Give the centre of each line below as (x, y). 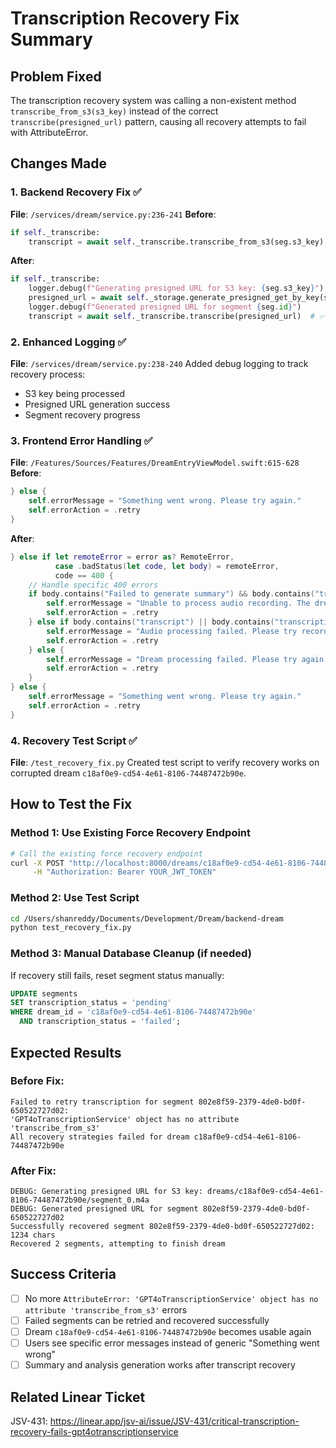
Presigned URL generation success (97, 404)
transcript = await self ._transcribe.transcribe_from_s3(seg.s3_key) (176, 242)
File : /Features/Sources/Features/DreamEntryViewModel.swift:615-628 (155, 463)
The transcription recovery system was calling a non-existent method (153, 100)
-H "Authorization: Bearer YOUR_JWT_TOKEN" (124, 872)
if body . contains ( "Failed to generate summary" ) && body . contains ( (171, 594)
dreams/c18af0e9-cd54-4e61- (265, 1192)
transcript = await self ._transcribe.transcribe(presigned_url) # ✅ (177, 316)
